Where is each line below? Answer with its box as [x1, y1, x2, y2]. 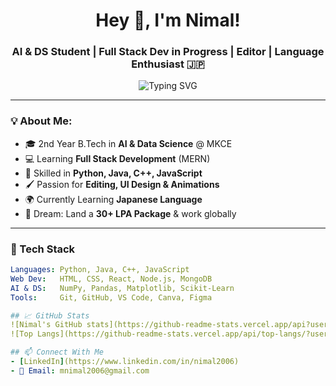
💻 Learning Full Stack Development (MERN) [24, 152, 211, 164]
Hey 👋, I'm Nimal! [95, 9, 241, 32]
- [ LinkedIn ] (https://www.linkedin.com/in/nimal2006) [10, 357, 240, 367]
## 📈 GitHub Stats [10, 310, 90, 321]
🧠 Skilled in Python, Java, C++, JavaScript [24, 167, 203, 179]
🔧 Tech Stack [10, 242, 76, 256]
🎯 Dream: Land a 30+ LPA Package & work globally [24, 207, 237, 219]
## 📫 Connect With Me [10, 347, 104, 358]
